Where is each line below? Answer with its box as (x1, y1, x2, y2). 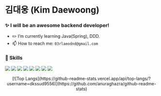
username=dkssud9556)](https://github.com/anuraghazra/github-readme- (6, 80, 157, 86)
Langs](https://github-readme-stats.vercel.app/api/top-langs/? (25, 76, 151, 81)
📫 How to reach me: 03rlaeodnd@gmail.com (12, 41, 98, 47)
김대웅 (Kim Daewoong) (5, 4, 99, 16)
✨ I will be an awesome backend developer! (5, 22, 110, 29)
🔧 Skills (5, 54, 23, 61)
